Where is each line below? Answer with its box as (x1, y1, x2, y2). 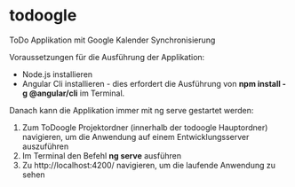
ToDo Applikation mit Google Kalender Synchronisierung (9, 35, 216, 45)
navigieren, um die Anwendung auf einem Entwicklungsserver (21, 131, 250, 142)
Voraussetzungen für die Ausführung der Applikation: (9, 51, 205, 62)
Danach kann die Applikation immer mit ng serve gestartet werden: (9, 105, 254, 115)
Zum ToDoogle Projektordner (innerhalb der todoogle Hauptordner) (21, 121, 268, 133)
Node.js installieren (21, 68, 93, 80)
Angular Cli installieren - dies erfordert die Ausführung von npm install (21, 78, 282, 89)
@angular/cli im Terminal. (28, 88, 125, 98)
